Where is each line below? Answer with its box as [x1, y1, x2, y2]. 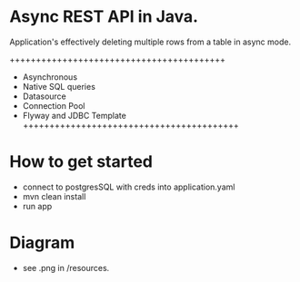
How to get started [9, 151, 153, 172]
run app [22, 200, 53, 211]
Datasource [22, 91, 66, 102]
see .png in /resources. [22, 262, 110, 273]
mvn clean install [22, 190, 86, 201]
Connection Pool [22, 100, 85, 111]
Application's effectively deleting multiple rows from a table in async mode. [9, 36, 292, 47]
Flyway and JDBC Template [22, 110, 127, 121]
